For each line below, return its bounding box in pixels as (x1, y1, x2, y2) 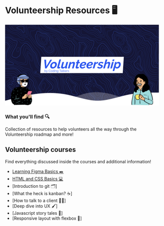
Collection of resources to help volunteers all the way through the (5, 126, 137, 132)
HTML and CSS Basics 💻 (12, 176, 63, 181)
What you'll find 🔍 (5, 113, 50, 120)
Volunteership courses (5, 146, 76, 154)
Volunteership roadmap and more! (5, 131, 74, 137)
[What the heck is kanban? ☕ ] (12, 190, 72, 196)
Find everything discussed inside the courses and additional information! (5, 158, 151, 164)
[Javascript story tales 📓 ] (12, 210, 63, 216)
